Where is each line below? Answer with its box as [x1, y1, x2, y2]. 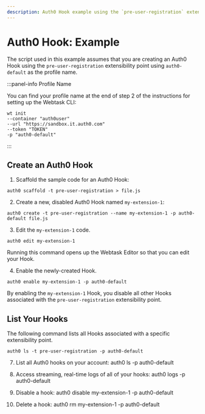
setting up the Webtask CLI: [7, 98, 77, 105]
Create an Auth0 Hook [7, 160, 94, 170]
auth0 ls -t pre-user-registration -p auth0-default [7, 348, 144, 354]
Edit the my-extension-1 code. [15, 226, 91, 234]
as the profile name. [27, 68, 78, 76]
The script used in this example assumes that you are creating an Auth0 [7, 55, 187, 63]
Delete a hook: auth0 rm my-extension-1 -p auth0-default [15, 401, 160, 409]
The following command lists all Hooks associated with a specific [7, 330, 170, 337]
